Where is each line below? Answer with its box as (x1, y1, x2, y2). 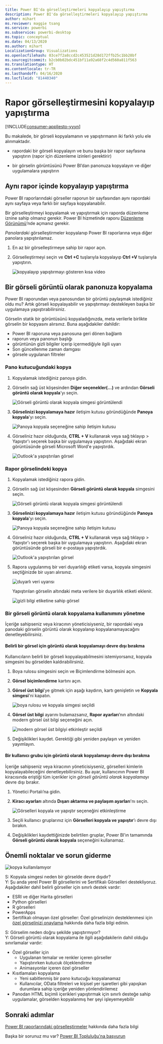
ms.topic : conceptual (5, 35, 49, 40)
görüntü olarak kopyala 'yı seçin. (12, 390, 79, 395)
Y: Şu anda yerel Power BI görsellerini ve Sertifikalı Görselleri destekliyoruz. (5, 879, 157, 885)
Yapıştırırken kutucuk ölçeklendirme (19, 960, 92, 966)
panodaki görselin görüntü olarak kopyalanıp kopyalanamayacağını (5, 626, 140, 632)
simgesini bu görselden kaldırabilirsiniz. (5, 659, 85, 665)
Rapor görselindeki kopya (5, 465, 68, 472)
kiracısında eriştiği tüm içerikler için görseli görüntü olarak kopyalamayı (5, 774, 149, 780)
